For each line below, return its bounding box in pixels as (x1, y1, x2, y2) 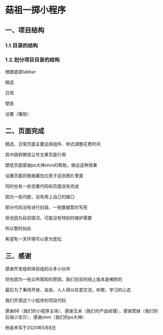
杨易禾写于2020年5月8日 (5, 325, 56, 331)
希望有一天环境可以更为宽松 (5, 236, 62, 242)
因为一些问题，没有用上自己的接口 (5, 194, 75, 200)
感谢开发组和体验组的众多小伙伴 (5, 266, 70, 272)
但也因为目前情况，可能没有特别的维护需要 (5, 214, 92, 221)
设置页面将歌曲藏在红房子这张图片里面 (5, 172, 83, 179)
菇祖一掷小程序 (5, 4, 66, 16)
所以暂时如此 (5, 225, 31, 231)
